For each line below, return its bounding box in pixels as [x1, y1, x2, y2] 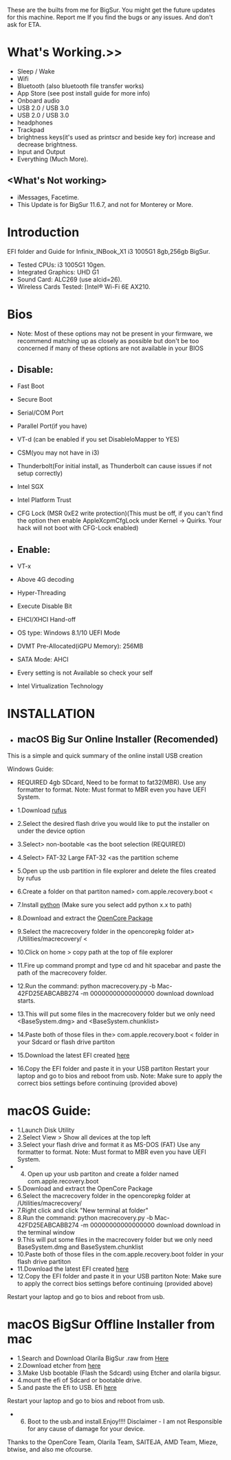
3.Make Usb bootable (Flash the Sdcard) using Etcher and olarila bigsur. [16, 1369, 221, 1377]
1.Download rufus [16, 806, 67, 814]
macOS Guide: [7, 1103, 91, 1119]
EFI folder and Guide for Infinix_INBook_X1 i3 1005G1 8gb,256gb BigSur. [7, 247, 210, 255]
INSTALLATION [7, 706, 95, 721]
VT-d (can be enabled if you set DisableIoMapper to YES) [16, 435, 180, 444]
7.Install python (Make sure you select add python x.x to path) [16, 901, 192, 909]
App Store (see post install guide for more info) [16, 89, 151, 97]
